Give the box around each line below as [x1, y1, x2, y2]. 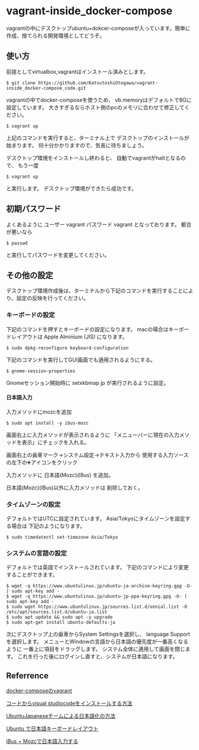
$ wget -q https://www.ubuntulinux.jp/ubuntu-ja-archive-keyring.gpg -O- [6, 583, 193, 589]
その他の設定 [6, 270, 53, 280]
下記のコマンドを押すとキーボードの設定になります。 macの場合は [6, 325, 169, 332]
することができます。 [6, 571, 58, 578]
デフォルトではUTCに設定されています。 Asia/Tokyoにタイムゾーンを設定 [6, 515, 185, 522]
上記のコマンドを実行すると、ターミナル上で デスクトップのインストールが [6, 134, 190, 141]
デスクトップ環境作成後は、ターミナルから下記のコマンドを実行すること [6, 287, 183, 294]
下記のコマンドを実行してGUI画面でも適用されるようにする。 [6, 356, 156, 363]
